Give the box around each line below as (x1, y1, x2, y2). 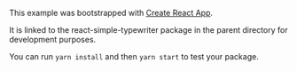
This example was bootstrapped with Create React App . (9, 8, 214, 18)
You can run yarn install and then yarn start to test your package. (9, 51, 259, 61)
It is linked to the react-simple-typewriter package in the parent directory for (9, 25, 288, 35)
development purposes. (9, 35, 97, 44)
